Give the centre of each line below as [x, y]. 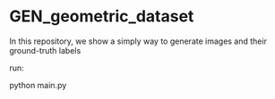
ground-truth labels [45, 50]
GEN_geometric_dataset [102, 16]
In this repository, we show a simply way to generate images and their [138, 41]
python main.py [38, 85]
